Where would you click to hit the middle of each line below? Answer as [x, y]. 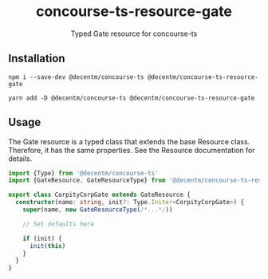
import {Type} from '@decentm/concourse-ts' [83, 173]
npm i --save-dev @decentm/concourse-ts [77, 77]
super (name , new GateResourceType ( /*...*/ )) [98, 210]
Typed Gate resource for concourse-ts [134, 33]
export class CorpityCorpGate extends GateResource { [100, 195]
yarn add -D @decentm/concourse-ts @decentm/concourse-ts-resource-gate [132, 98]
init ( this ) [47, 246]
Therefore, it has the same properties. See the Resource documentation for [132, 150]
